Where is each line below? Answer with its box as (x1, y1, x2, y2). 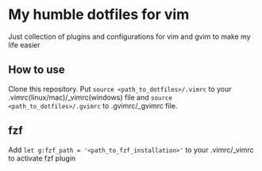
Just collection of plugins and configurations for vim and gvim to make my (8, 32, 252, 41)
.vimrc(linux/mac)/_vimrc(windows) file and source (8, 93, 173, 102)
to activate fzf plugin (8, 153, 76, 163)
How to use (8, 63, 65, 77)
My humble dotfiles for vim (8, 6, 190, 24)
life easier (8, 40, 41, 49)
